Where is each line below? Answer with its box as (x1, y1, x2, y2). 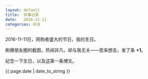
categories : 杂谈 (5, 21, 41, 27)
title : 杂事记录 (5, 12, 39, 17)
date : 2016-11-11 (5, 17, 47, 22)
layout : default (5, 7, 40, 13)
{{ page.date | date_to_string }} (5, 68, 70, 74)
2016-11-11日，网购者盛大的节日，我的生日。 (5, 36, 98, 42)
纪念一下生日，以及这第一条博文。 (5, 58, 77, 64)
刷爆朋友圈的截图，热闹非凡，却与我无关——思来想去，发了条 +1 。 (5, 47, 146, 54)
